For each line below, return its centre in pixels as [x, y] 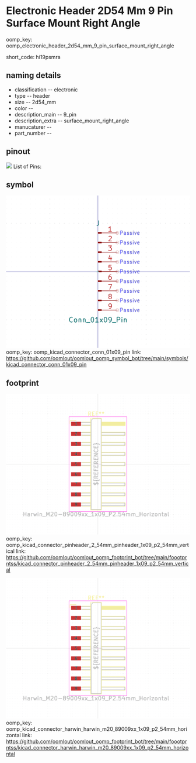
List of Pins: [27, 166]
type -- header [32, 95]
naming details [34, 75]
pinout [18, 151]
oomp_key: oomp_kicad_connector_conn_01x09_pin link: [74, 352]
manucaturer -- [33, 126]
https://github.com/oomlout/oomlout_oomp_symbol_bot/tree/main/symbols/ [97, 358]
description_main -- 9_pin [45, 114]
